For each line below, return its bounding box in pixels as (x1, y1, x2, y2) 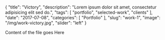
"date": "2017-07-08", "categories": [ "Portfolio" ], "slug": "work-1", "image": (5, 15, 161, 20)
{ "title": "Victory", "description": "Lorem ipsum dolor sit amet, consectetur (5, 4, 157, 10)
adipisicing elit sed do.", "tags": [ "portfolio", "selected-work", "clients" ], (5, 9, 153, 15)
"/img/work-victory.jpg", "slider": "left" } (5, 20, 87, 26)
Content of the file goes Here (5, 30, 65, 35)
